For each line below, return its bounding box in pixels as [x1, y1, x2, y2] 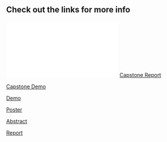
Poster [6, 106, 23, 113]
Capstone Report [119, 71, 162, 78]
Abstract [6, 118, 27, 125]
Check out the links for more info [6, 5, 131, 15]
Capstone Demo [6, 83, 47, 90]
